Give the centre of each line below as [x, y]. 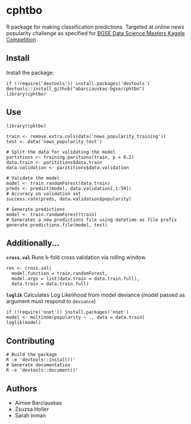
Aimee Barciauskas [38, 403]
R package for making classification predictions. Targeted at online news [95, 27]
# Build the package [32, 355]
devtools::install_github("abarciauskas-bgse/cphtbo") [76, 89]
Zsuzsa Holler [32, 409]
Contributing [30, 341]
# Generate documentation [38, 365]
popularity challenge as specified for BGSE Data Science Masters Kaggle [96, 33]
